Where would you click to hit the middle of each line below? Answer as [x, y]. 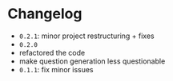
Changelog [45, 14]
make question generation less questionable [92, 61]
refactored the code [52, 52]
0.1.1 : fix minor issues [56, 69]
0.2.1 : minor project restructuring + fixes [86, 36]
